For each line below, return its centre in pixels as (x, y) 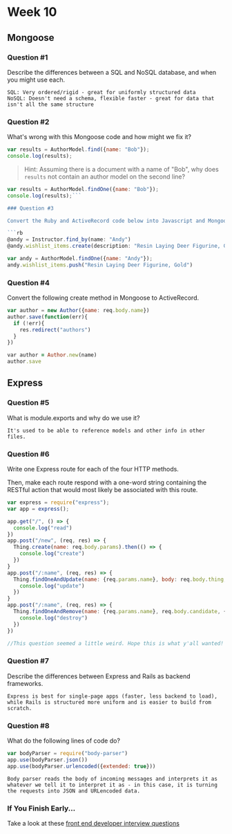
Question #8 (28, 725)
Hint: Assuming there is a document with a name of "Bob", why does (121, 169)
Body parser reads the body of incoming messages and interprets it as (112, 779)
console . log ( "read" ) (43, 528)
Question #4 (28, 282)
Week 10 (32, 12)
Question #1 (28, 57)
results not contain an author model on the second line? (104, 176)
